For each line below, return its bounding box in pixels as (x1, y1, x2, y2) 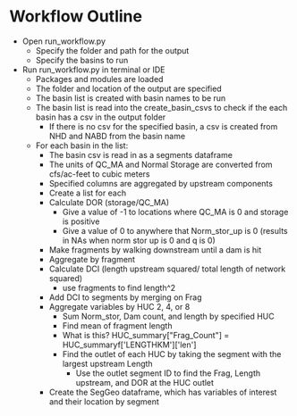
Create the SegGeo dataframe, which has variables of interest (48, 387, 277, 397)
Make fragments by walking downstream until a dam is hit (48, 244, 262, 255)
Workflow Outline (9, 6, 143, 27)
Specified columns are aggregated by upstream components (48, 178, 273, 188)
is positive (62, 216, 100, 227)
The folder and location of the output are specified (35, 83, 222, 94)
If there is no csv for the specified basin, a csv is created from (48, 121, 278, 131)
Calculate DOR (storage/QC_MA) (48, 196, 170, 207)
